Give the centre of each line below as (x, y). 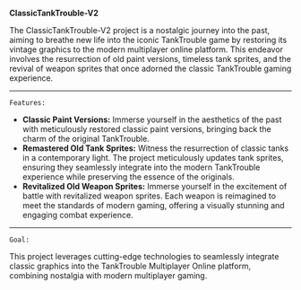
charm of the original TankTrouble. (86, 139)
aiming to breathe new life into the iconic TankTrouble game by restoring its (148, 40)
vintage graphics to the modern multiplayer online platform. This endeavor (146, 49)
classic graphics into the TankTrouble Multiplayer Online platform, (130, 266)
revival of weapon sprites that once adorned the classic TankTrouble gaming (150, 68)
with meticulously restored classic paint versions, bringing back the (146, 129)
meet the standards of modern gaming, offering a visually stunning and (153, 205)
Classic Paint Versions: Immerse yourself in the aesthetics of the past (152, 119)
